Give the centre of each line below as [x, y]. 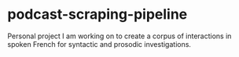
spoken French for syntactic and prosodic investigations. [99, 44]
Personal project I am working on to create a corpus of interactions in [119, 36]
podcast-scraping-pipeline [97, 14]
